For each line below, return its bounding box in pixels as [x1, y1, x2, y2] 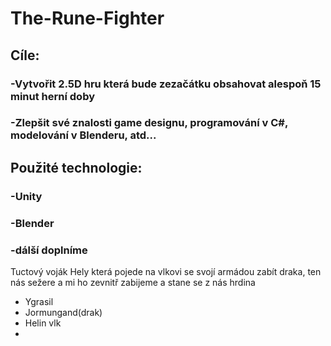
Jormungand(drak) [24, 306, 103, 318]
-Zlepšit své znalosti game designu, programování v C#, [10, 116, 288, 130]
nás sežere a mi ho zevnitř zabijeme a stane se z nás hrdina [10, 276, 256, 288]
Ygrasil [24, 295, 54, 307]
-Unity [10, 189, 43, 203]
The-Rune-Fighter [10, 7, 165, 30]
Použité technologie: [10, 159, 143, 176]
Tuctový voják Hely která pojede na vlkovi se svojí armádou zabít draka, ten [10, 265, 322, 277]
